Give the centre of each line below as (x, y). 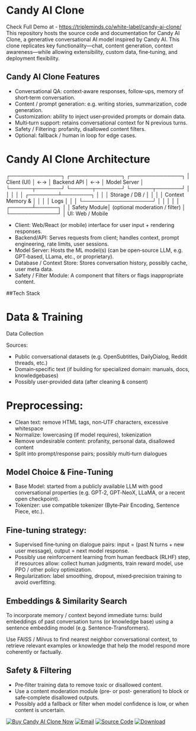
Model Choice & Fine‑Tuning (60, 472)
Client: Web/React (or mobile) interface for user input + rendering (94, 225)
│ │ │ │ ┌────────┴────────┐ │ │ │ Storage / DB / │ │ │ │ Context (95, 194)
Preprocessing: (45, 405)
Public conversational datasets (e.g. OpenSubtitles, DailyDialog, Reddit (101, 356)
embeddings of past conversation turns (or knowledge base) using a (90, 621)
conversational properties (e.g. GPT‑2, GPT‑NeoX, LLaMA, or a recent (100, 493)
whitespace (29, 428)
